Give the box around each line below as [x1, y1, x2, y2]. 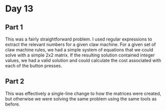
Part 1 [5, 23, 23, 31]
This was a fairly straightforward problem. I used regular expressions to [5, 36, 152, 42]
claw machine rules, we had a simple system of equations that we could [5, 47, 153, 52]
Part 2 [5, 77, 24, 85]
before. [5, 101, 20, 107]
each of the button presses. [5, 63, 62, 68]
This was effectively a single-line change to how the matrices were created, [5, 90, 161, 96]
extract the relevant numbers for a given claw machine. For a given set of [5, 41, 156, 47]
